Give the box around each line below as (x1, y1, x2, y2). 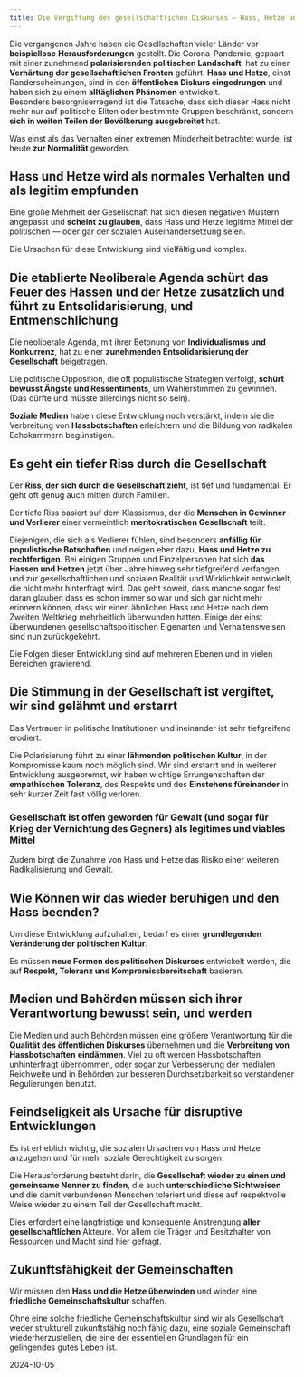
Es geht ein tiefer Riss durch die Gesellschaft (9, 455, 267, 472)
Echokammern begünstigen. (9, 430, 115, 441)
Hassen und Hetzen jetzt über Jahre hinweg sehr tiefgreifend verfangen (9, 563, 280, 574)
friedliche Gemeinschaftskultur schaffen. (9, 1295, 167, 1306)
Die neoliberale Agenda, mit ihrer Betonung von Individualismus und (9, 337, 267, 347)
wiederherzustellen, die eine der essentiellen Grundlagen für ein (9, 1333, 249, 1343)
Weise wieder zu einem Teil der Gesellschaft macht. (9, 1198, 203, 1209)
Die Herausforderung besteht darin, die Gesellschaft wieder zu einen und (9, 1169, 287, 1180)
